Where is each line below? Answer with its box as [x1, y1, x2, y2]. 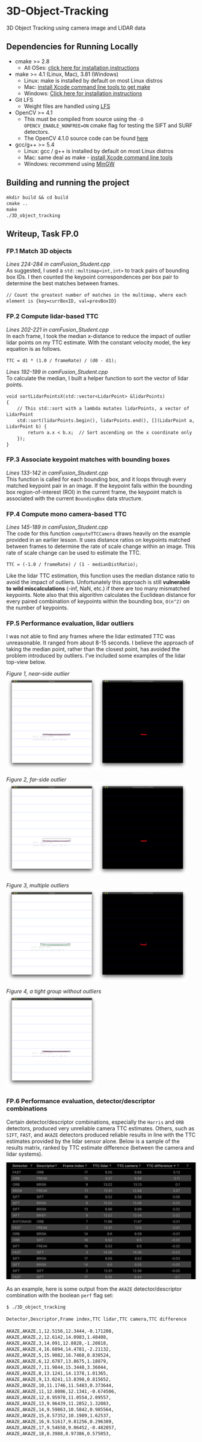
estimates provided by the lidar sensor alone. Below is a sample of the [6, 1138, 180, 1145]
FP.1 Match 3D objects [6, 247, 72, 255]
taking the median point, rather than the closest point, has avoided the [6, 646, 180, 653]
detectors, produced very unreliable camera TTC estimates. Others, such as [6, 1124, 195, 1132]
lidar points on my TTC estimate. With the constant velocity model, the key [6, 339, 191, 346]
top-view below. [6, 658, 46, 666]
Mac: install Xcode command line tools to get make [23, 83, 150, 90]
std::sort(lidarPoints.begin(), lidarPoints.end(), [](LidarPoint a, [17, 417, 195, 423]
